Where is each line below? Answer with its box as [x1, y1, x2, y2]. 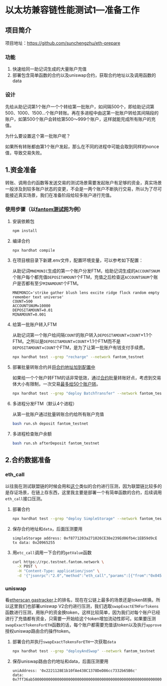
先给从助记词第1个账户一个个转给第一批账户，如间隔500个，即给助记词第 [5, 103, 155, 110]
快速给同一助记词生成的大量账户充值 [12, 66, 87, 72]
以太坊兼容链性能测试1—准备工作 [5, 4, 140, 16]
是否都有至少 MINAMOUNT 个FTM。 [16, 280, 82, 287]
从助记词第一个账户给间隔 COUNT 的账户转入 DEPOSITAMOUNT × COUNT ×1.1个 [12, 332, 153, 338]
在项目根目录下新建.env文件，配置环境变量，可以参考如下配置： [12, 257, 143, 263]
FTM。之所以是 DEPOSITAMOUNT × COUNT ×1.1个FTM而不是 [12, 339, 121, 344]
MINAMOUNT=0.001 [12, 312, 46, 317]
